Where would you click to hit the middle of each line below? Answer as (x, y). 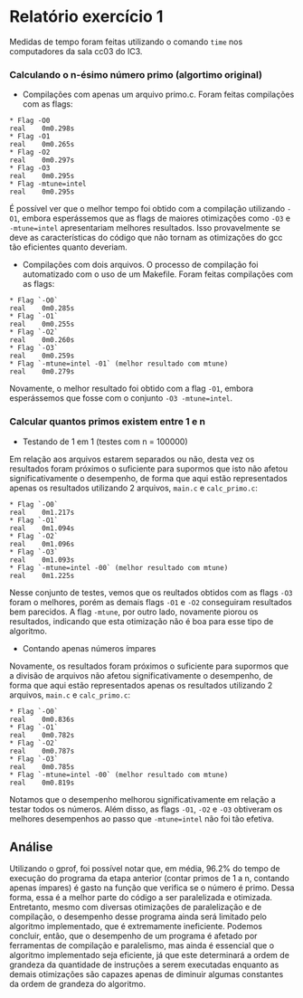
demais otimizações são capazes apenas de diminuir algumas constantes (147, 974)
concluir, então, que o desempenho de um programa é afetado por (133, 936)
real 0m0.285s (42, 309)
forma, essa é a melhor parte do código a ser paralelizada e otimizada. (141, 898)
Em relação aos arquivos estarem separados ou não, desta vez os (132, 459)
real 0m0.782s (42, 735)
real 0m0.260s (42, 340)
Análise (31, 846)
